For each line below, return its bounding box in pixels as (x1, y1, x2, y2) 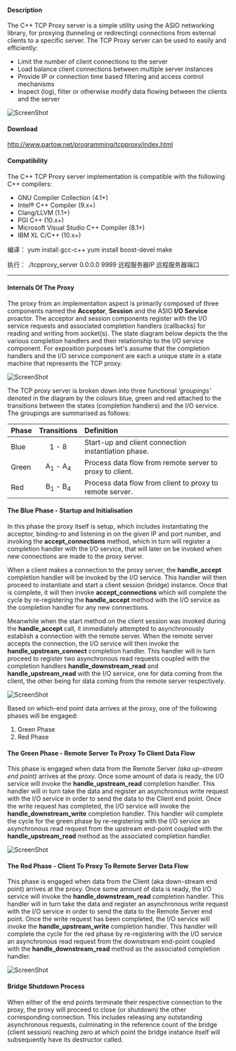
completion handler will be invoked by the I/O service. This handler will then (7, 573, 227, 582)
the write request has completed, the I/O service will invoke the (7, 802, 190, 811)
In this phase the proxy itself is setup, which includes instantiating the (7, 522, 209, 531)
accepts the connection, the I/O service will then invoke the (7, 639, 179, 648)
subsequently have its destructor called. (7, 1035, 124, 1043)
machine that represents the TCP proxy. (7, 359, 123, 367)
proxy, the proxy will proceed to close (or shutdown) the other (7, 1005, 187, 1014)
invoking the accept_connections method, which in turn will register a (7, 537, 211, 546)
